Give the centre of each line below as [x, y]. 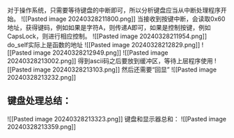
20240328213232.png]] [42, 77]
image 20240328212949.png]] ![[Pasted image [101, 53]
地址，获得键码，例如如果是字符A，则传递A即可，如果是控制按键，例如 [109, 27]
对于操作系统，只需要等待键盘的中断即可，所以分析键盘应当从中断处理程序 [114, 10]
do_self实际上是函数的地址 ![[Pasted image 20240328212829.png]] [104, 45]
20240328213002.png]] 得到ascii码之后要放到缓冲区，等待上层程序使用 [110, 61]
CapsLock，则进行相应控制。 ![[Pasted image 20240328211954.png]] [107, 36]
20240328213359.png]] [42, 126]
